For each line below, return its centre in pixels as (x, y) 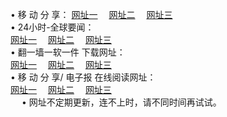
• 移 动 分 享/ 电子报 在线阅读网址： (83, 77)
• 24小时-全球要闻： (52, 27)
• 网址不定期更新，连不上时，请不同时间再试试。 (121, 102)
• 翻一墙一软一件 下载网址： (68, 52)
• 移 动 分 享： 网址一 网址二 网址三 (91, 14)
